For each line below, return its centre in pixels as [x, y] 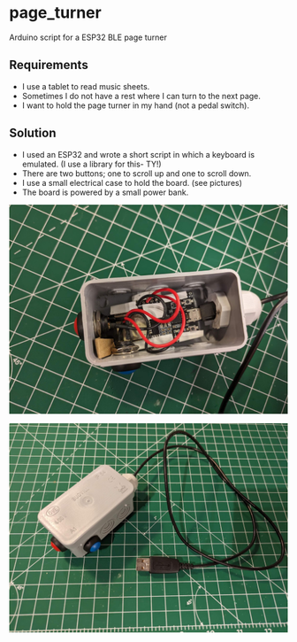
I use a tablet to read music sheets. [86, 86]
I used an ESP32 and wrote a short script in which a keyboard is [138, 154]
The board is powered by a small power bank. [105, 192]
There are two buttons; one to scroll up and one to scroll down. [137, 173]
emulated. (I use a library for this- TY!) [91, 164]
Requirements [49, 65]
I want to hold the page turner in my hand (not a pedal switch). [136, 105]
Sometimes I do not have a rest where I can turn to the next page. [141, 96]
